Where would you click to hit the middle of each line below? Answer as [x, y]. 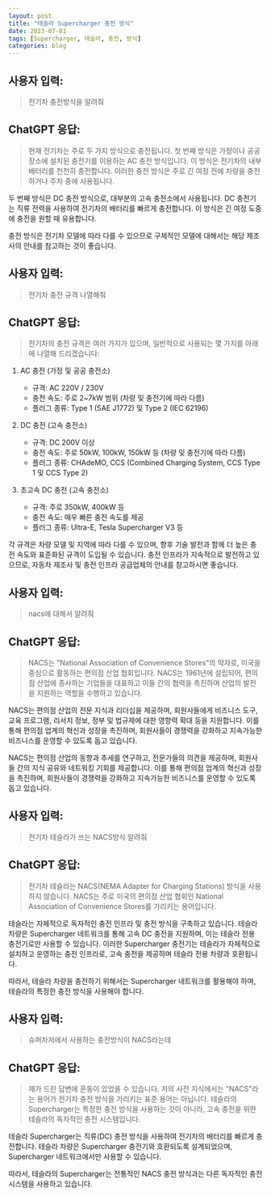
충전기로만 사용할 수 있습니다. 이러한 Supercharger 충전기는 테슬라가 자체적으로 [134, 944]
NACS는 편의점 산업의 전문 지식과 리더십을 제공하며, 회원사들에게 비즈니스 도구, [133, 710]
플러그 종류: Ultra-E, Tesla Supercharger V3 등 [108, 527]
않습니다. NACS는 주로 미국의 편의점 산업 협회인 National [133, 896]
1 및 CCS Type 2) [60, 473]
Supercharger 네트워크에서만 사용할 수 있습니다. [85, 1156]
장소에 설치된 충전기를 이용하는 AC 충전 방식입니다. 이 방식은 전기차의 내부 [145, 161]
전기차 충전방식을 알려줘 [66, 101]
